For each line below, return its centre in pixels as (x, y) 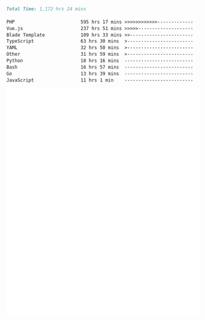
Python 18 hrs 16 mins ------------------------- (100, 61)
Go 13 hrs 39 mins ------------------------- (100, 74)
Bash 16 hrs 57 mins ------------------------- (100, 67)
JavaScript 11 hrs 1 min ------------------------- (100, 80)
